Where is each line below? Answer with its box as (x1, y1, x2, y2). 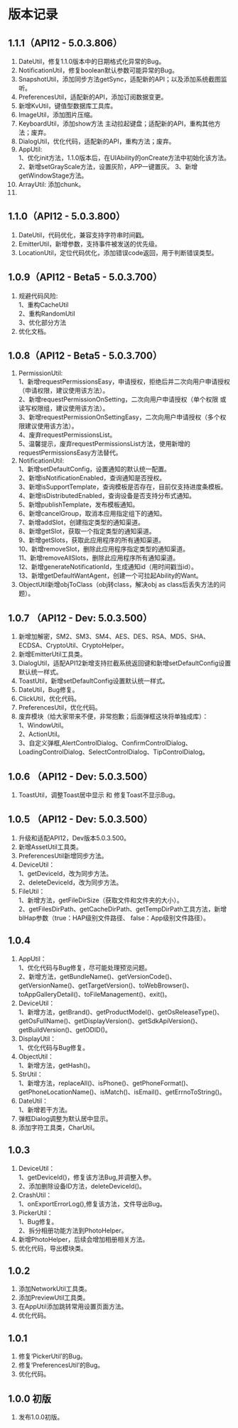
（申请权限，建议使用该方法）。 (18, 386, 109, 395)
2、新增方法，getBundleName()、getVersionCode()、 (18, 972, 176, 980)
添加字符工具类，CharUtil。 (18, 1123, 99, 1132)
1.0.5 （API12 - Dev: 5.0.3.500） (8, 813, 153, 826)
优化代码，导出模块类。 (18, 1244, 87, 1253)
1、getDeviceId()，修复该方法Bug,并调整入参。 (18, 1173, 156, 1181)
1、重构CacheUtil (18, 300, 69, 309)
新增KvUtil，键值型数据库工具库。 (18, 102, 117, 110)
